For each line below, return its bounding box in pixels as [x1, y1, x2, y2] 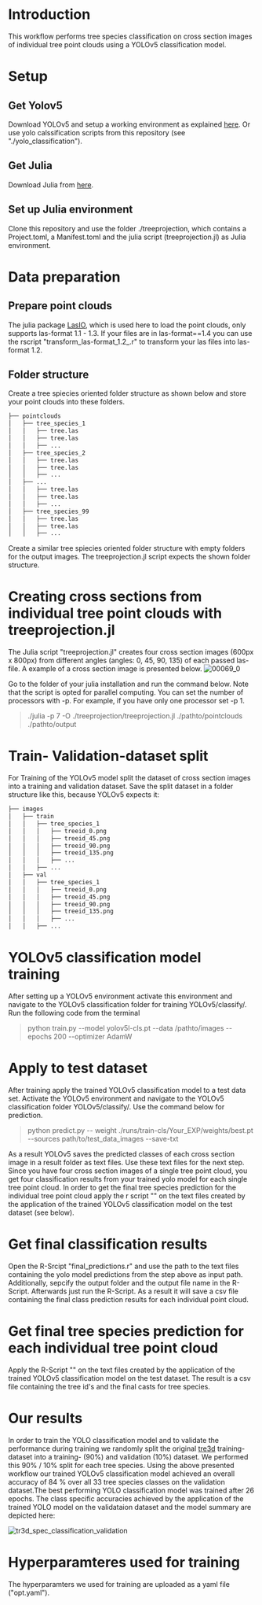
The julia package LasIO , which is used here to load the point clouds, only [8, 320, 246, 330]
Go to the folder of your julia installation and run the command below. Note [8, 679, 249, 689]
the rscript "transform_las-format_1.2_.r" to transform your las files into [8, 337, 236, 346]
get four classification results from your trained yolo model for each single [8, 1174, 248, 1183]
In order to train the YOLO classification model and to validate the [8, 1435, 220, 1444]
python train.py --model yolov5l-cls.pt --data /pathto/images [27, 1023, 224, 1032]
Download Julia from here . [8, 179, 94, 190]
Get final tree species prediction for [8, 1323, 245, 1340]
